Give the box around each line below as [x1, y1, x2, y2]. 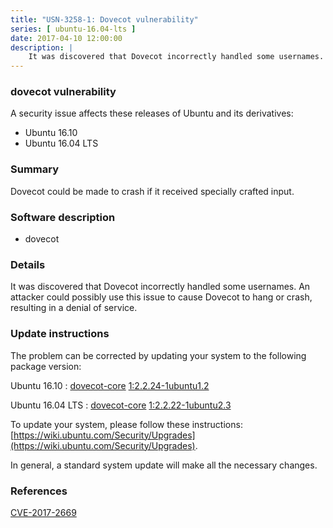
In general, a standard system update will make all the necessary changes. [10, 459, 318, 471]
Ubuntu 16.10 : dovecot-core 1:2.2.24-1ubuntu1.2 [10, 379, 210, 391]
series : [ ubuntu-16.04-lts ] [10, 24, 137, 34]
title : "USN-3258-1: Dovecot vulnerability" [10, 14, 199, 25]
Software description [10, 210, 116, 224]
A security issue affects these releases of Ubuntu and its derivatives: [10, 107, 294, 120]
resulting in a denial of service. [10, 302, 138, 314]
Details [10, 257, 46, 271]
